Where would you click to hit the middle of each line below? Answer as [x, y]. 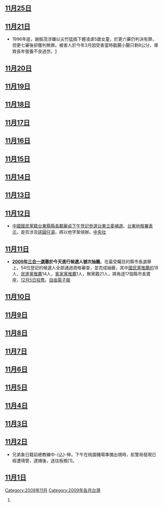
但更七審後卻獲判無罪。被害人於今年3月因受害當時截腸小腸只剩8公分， [83, 45]
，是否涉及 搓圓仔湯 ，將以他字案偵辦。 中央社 [61, 232]
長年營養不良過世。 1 [36, 51]
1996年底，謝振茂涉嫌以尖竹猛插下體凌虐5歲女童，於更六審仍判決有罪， [84, 39]
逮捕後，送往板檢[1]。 [55, 461]
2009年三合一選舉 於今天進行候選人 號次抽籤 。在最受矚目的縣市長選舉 [82, 261]
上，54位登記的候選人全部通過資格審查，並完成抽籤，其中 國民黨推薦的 [83, 268]
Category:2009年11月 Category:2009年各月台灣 [53, 490]
